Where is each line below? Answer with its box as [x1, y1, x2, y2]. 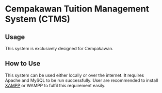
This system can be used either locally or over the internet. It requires [5, 72, 144, 78]
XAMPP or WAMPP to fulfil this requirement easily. [5, 82, 106, 88]
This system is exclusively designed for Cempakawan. [5, 46, 113, 51]
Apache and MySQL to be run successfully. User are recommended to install [5, 77, 158, 83]
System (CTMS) [5, 13, 70, 25]
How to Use [5, 59, 41, 68]
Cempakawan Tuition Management [5, 3, 149, 14]
